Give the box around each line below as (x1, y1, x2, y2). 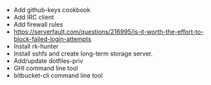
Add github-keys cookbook (13, 6, 91, 14)
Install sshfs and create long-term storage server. (13, 49, 153, 58)
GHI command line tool (13, 64, 79, 72)
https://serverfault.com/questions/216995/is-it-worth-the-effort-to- (13, 27, 204, 36)
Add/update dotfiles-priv (13, 57, 83, 64)
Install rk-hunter (13, 42, 59, 50)
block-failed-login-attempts (13, 35, 92, 43)
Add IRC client (13, 13, 55, 21)
